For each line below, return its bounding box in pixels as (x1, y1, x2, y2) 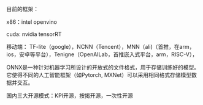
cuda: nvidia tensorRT (6, 31, 62, 38)
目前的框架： (6, 5, 39, 12)
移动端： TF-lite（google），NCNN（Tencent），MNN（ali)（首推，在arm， (6, 43, 195, 50)
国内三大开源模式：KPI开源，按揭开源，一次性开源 (6, 92, 134, 99)
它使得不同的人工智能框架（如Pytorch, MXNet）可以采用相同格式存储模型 (6, 71, 192, 78)
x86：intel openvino (6, 18, 57, 26)
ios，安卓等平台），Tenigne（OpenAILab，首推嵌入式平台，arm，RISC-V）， (6, 51, 198, 58)
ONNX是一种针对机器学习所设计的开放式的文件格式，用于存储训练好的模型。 (6, 63, 200, 71)
